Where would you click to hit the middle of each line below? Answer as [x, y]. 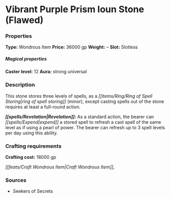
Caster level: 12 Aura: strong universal [46, 72]
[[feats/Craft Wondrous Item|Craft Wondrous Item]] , [60, 167]
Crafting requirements [33, 146]
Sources [16, 180]
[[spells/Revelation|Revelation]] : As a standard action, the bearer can [80, 117]
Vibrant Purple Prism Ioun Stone [75, 9]
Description [20, 85]
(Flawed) [25, 20]
